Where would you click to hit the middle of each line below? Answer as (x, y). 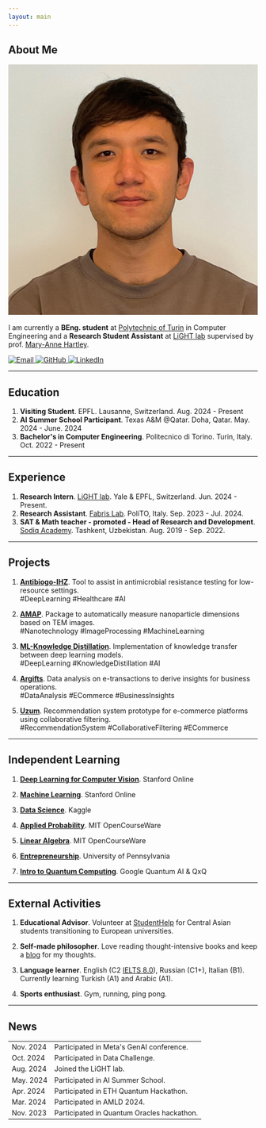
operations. (38, 687)
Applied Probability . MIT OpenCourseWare (90, 825)
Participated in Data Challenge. (104, 1058)
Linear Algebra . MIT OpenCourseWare (83, 840)
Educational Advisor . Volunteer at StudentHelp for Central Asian (125, 923)
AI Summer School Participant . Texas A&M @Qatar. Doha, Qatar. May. (135, 420)
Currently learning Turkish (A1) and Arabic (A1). (96, 979)
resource (34, 590)
